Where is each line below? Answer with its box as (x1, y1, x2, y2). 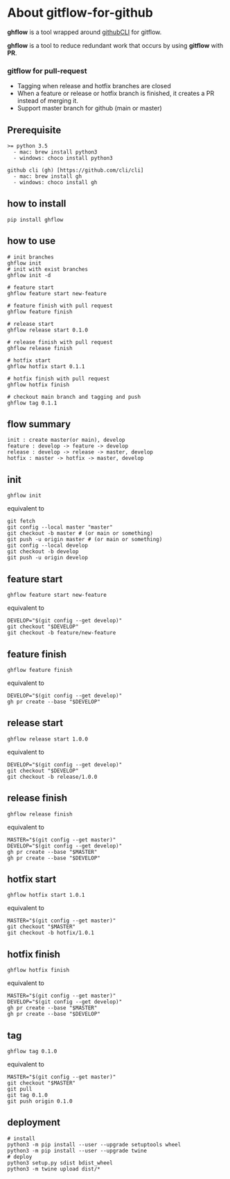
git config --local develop (7, 542, 89, 550)
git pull (7, 1085, 33, 1092)
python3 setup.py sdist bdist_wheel (7, 1159, 113, 1166)
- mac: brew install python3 (13, 149, 98, 156)
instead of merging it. (17, 97, 78, 105)
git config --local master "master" (7, 524, 113, 531)
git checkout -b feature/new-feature (7, 629, 116, 636)
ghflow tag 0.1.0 (7, 1048, 57, 1055)
